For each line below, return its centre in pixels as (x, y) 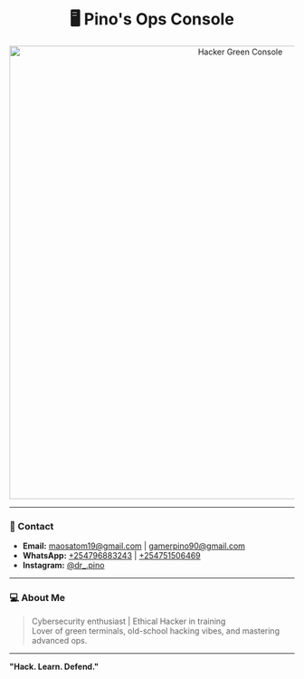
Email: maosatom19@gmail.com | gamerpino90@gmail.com (134, 546)
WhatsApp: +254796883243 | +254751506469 (111, 556)
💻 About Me (38, 598)
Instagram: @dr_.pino (63, 566)
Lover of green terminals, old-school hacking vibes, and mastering (156, 630)
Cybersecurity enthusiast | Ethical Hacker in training (128, 621)
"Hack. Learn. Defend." (54, 666)
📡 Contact (32, 526)
